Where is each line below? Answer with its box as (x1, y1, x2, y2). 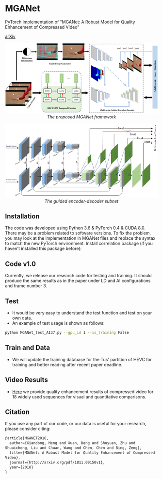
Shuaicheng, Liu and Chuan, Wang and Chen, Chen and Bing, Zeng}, (5, 446, 142, 450)
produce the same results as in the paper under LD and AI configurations (5, 278, 151, 284)
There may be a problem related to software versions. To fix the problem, (5, 230, 151, 236)
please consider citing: (5, 426, 51, 432)
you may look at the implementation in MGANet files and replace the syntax (5, 235, 156, 241)
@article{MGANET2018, (5, 436, 49, 441)
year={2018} (9, 465, 34, 470)
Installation (5, 212, 40, 220)
